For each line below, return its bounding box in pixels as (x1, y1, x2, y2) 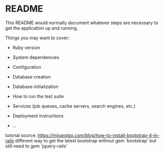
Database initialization (12, 84, 59, 90)
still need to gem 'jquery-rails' (5, 143, 68, 149)
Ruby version (12, 44, 40, 50)
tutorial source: (5, 132, 37, 138)
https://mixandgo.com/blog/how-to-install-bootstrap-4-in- (37, 132, 160, 138)
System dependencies (12, 54, 60, 60)
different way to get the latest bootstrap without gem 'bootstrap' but (15, 137, 156, 143)
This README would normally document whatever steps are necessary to (5, 20, 158, 26)
